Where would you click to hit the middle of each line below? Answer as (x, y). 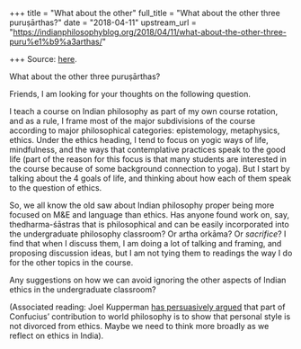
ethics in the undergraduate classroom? (83, 290)
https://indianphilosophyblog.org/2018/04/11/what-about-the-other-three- (150, 32)
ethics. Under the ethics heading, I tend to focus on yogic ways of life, (139, 140)
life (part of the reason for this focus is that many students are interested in (148, 159)
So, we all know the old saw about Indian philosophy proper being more (142, 205)
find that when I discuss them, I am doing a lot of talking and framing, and (146, 243)
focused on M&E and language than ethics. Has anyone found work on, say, (150, 215)
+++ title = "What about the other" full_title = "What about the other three (145, 13)
